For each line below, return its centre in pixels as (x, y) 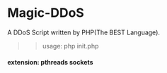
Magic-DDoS (46, 13)
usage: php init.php (70, 46)
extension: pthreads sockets (50, 62)
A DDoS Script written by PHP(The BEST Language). (84, 32)
